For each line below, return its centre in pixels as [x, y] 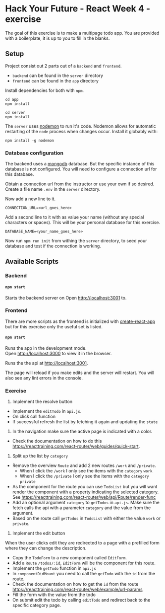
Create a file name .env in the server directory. [53, 189]
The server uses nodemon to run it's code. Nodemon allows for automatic [81, 126]
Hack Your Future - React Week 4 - [78, 9]
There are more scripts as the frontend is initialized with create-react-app [80, 321]
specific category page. [37, 605]
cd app [12, 99]
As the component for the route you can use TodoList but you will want [85, 487]
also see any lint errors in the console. [44, 378]
